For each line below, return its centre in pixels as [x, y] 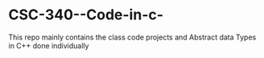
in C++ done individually [49, 45]
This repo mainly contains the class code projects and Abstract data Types [132, 37]
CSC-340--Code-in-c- [86, 15]
